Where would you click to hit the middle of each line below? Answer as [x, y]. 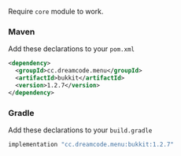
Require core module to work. [56, 11]
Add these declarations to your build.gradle [80, 130]
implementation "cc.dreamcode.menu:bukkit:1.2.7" [91, 144]
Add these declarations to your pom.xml [72, 49]
